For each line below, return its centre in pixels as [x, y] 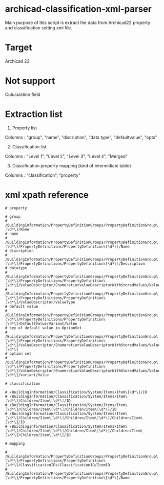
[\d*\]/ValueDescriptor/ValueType [40, 302]
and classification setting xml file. [39, 27]
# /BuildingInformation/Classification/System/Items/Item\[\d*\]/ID [76, 392]
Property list [24, 128]
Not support [30, 81]
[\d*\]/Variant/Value [27, 375]
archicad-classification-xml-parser [79, 9]
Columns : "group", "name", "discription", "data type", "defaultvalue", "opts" [81, 137]
